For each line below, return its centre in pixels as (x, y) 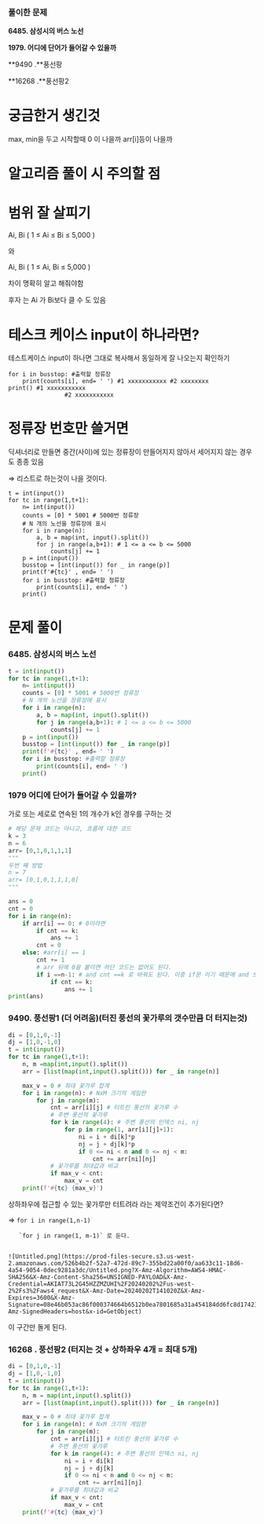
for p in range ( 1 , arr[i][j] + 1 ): (119, 1130)
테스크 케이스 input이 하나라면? (104, 335)
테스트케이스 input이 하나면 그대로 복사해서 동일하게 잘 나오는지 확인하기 (119, 358)
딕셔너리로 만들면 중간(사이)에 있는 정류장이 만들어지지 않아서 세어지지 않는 (123, 452)
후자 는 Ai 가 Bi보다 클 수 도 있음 (57, 300)
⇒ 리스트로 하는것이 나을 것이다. (58, 478)
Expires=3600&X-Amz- (42, 1297)
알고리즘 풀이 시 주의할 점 (84, 174)
